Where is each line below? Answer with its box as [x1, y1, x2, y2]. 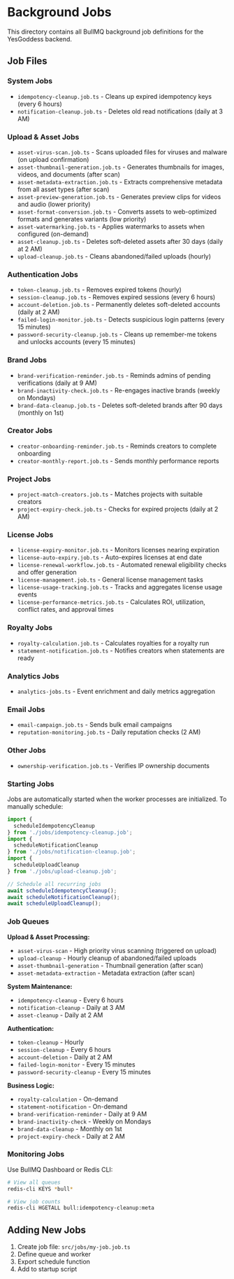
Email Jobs [7, 704, 45, 714]
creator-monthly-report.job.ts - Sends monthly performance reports [17, 456, 219, 465]
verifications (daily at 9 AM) [17, 378, 98, 387]
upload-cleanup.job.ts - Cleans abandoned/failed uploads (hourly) [17, 252, 212, 260]
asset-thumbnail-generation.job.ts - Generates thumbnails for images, [17, 163, 225, 171]
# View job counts [7, 1198, 61, 1205]
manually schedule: [7, 802, 64, 810]
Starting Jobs [7, 779, 54, 788]
